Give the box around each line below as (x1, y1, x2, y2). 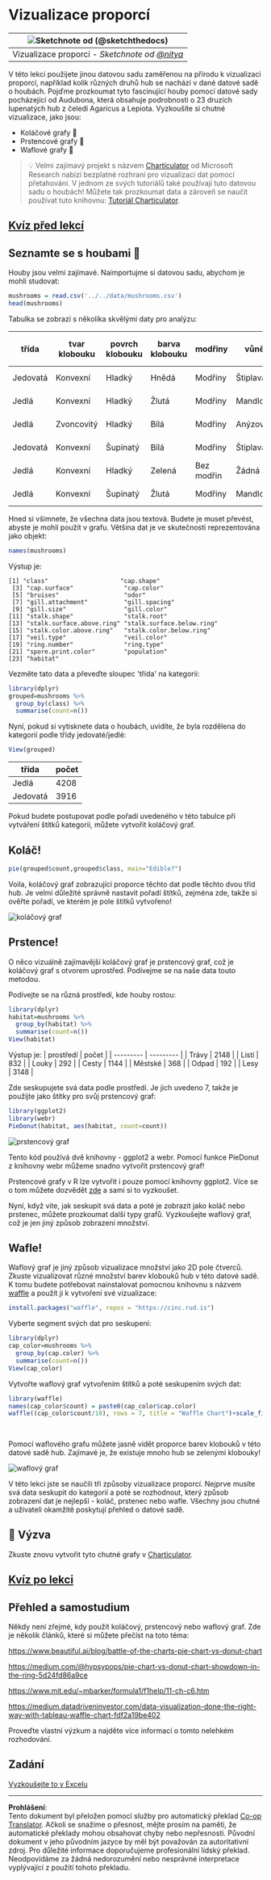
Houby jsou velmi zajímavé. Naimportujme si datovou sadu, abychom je (8, 268, 245, 278)
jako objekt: (8, 531, 47, 540)
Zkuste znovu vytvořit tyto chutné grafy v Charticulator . (8, 1549, 194, 1559)
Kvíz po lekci (8, 1573, 74, 1587)
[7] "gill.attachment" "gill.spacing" (11, 598, 175, 606)
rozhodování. (8, 1735, 52, 1744)
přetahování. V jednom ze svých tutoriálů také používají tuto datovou (27, 178, 256, 187)
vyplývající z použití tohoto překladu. (8, 1862, 131, 1872)
